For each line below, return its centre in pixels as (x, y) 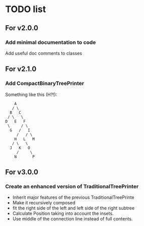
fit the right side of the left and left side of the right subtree (74, 208)
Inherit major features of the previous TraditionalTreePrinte (73, 197)
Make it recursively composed (44, 203)
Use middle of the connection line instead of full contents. (73, 219)
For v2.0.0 (22, 28)
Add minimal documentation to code (51, 42)
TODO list (26, 9)
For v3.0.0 (22, 172)
